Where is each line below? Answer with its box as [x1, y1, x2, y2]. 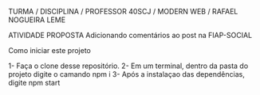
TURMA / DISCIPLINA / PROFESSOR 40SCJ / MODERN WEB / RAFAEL [8, 7, 238, 16]
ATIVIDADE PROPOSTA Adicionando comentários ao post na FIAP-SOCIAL [8, 31, 253, 40]
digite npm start [8, 78, 61, 87]
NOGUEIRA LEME [8, 15, 66, 25]
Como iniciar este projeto [8, 46, 92, 55]
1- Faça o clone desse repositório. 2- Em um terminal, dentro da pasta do [8, 61, 249, 70]
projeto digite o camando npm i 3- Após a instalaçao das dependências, [8, 70, 245, 78]
